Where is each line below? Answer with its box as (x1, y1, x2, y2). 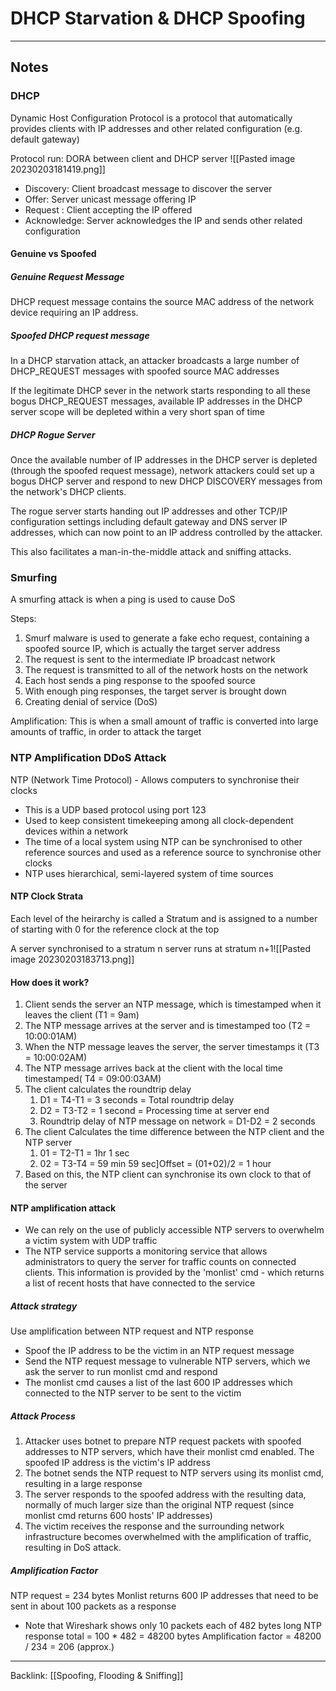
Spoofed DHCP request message (10, 329, 150, 341)
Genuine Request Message (10, 270, 125, 282)
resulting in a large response (24, 1478, 143, 1490)
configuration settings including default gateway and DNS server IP (10, 516, 288, 528)
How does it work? (10, 976, 90, 988)
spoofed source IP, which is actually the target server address (24, 643, 281, 655)
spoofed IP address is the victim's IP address (24, 1457, 211, 1469)
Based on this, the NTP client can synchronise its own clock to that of (24, 1168, 312, 1181)
